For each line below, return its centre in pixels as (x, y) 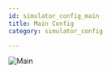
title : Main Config (41, 24)
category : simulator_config (56, 31)
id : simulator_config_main (54, 16)
